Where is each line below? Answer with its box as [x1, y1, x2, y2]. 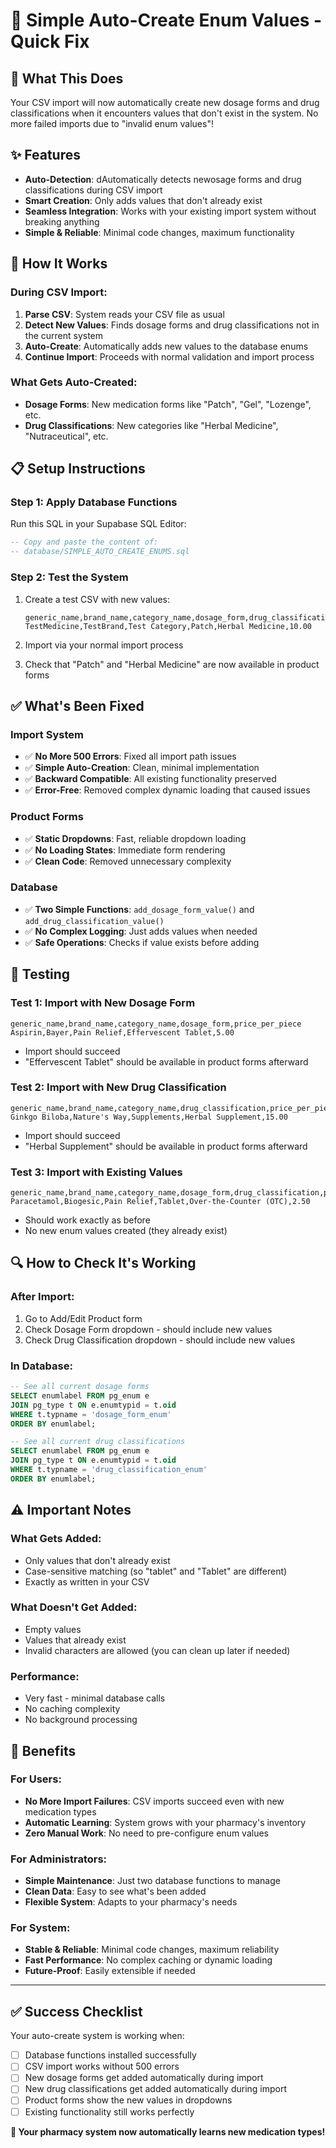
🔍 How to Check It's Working [10, 1255, 197, 1272]
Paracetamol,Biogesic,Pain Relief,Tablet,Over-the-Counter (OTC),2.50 [10, 1197, 311, 1207]
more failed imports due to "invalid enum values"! [10, 118, 214, 129]
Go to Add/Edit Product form [24, 1312, 143, 1324]
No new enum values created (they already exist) [24, 1225, 228, 1237]
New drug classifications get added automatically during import [24, 2083, 288, 2095]
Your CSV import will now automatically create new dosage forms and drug [10, 97, 320, 108]
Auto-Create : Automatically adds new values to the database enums [24, 340, 309, 352]
